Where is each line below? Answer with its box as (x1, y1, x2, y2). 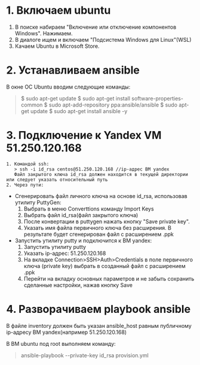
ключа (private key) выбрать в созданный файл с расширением (23, 262, 186, 269)
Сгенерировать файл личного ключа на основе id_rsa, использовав (14, 192, 188, 199)
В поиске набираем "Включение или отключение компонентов (14, 23, 177, 31)
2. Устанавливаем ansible (6, 63, 140, 77)
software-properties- (131, 95, 184, 102)
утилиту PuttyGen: (14, 199, 61, 206)
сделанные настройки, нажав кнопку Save (23, 281, 133, 288)
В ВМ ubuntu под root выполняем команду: (6, 340, 116, 347)
